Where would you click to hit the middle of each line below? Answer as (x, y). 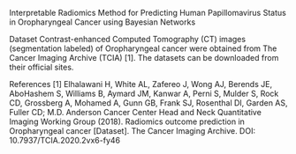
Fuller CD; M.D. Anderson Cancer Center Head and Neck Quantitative (136, 112)
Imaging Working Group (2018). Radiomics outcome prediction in (127, 121)
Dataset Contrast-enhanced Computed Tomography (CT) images (127, 39)
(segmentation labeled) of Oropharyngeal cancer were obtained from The (143, 48)
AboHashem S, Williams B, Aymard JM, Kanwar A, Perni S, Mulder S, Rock (144, 93)
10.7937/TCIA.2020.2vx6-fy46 (65, 140)
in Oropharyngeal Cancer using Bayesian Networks (102, 22)
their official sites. (42, 67)
